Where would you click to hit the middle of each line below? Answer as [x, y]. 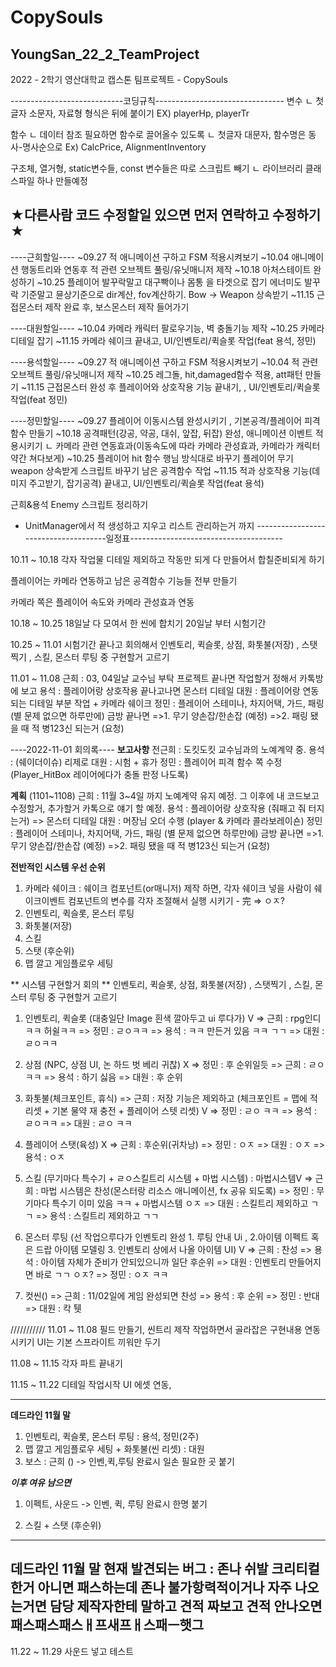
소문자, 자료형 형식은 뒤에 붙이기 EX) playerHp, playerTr [139, 113]
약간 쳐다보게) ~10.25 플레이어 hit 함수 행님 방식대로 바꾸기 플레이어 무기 [152, 458]
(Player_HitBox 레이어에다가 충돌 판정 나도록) [99, 774]
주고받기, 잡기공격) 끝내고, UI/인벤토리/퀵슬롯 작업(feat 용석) [146, 483]
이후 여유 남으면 [41, 1482]
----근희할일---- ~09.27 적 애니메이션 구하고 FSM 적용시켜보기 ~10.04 [150, 257]
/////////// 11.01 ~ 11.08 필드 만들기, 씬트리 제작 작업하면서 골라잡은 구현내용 [156, 1329]
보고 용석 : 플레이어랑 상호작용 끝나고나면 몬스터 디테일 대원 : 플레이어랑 [160, 690]
